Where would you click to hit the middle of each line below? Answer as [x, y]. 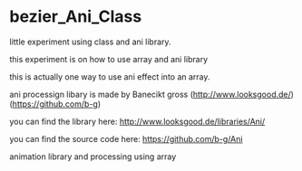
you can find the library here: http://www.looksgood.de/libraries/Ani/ [137, 121]
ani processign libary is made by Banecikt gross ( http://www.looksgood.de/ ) [152, 94]
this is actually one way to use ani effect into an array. [110, 76]
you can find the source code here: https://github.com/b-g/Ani [126, 138]
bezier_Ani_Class [76, 17]
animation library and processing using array [93, 157]
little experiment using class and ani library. [90, 42]
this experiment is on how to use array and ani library [109, 59]
